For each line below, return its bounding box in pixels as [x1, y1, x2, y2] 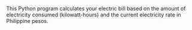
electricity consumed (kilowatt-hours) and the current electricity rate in [6, 11, 181, 18]
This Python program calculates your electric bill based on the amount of [6, 5, 186, 12]
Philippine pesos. [6, 18, 49, 24]
